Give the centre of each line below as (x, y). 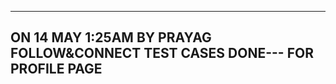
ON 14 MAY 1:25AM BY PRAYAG (111, 37)
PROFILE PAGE (56, 69)
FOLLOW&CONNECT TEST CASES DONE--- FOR (162, 53)
